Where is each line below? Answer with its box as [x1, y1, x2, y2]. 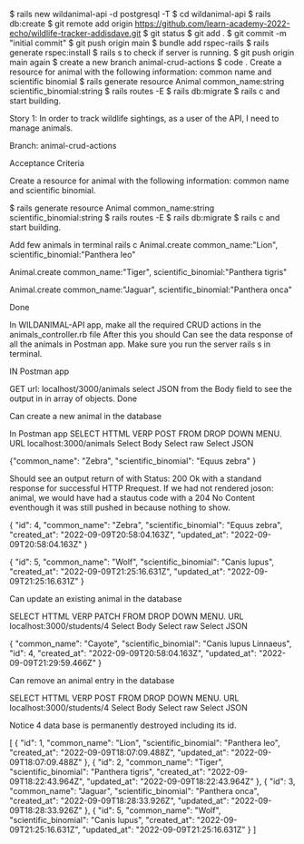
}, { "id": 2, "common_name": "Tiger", [83, 757, 224, 767]
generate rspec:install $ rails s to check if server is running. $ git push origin [9, 47, 295, 58]
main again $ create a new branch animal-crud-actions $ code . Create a [9, 57, 282, 67]
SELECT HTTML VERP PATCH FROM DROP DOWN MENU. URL [9, 611, 244, 622]
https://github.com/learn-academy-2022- [134, 18, 290, 29]
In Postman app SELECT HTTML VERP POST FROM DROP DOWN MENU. [9, 428, 282, 439]
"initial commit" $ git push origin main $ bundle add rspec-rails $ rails [9, 37, 270, 48]
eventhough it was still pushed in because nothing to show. [9, 502, 230, 513]
